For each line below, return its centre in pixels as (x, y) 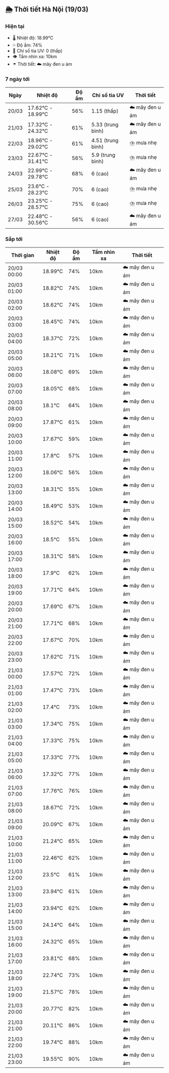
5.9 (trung (103, 155)
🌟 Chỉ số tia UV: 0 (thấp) (37, 51)
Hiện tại (15, 26)
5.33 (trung (105, 125)
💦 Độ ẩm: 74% (27, 45)
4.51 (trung (105, 140)
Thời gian (22, 255)
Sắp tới (14, 239)
